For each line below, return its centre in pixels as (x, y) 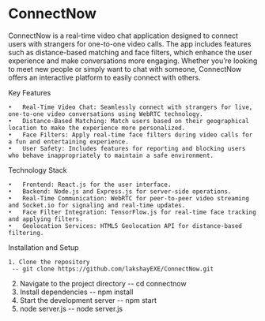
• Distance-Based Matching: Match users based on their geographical (129, 121)
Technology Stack (38, 170)
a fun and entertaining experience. (68, 142)
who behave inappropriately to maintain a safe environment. (111, 155)
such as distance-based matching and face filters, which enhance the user (130, 52)
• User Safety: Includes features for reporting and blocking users (127, 148)
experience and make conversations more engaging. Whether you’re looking (133, 61)
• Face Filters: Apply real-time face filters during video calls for (131, 135)
